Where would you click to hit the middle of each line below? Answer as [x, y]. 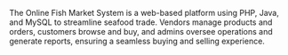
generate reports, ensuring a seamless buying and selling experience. [137, 41]
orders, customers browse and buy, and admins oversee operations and [141, 31]
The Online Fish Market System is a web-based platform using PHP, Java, [144, 13]
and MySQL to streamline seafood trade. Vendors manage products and [141, 22]
